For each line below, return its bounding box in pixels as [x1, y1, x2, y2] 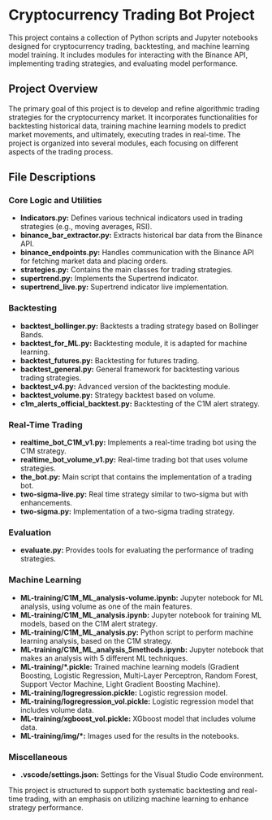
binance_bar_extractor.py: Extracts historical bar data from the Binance [19, 230, 263, 241]
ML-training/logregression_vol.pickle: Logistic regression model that [19, 696, 254, 706]
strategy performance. [8, 802, 84, 812]
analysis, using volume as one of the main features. [19, 601, 192, 611]
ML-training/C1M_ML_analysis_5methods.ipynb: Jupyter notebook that [19, 644, 264, 654]
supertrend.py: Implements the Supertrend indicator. [19, 274, 199, 284]
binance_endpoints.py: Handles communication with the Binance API [19, 248, 254, 258]
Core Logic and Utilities [8, 195, 103, 206]
